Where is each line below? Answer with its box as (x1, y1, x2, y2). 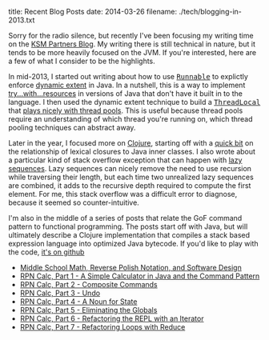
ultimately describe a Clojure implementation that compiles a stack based (8, 230, 251, 239)
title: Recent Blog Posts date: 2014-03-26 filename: (8, 7, 178, 16)
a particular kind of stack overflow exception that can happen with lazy (8, 155, 243, 165)
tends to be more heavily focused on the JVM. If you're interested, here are (8, 48, 257, 57)
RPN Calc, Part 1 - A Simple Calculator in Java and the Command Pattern (19, 271, 260, 281)
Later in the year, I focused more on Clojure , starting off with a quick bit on (8, 138, 254, 147)
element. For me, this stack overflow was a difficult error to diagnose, (8, 190, 238, 198)
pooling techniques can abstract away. (8, 123, 136, 132)
